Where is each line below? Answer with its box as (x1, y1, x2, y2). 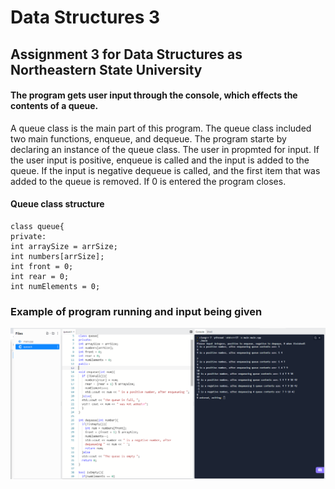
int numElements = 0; (10, 281, 101, 291)
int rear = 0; (10, 271, 70, 281)
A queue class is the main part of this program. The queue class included (10, 122, 312, 134)
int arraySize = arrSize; (10, 241, 118, 251)
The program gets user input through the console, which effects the (10, 89, 298, 101)
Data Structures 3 (10, 6, 161, 29)
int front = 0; (10, 261, 74, 271)
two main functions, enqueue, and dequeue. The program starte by (10, 132, 287, 145)
